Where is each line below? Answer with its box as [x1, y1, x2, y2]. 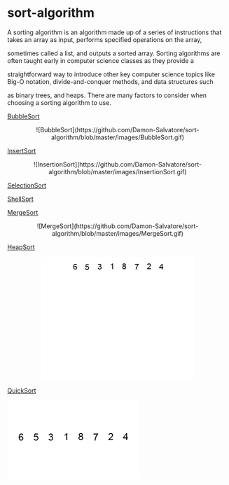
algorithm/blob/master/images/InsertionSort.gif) [48, 167, 187, 176]
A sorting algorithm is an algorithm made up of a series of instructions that [7, 28, 222, 36]
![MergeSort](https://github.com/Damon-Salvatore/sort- [36, 222, 199, 230]
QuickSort [7, 386, 36, 395]
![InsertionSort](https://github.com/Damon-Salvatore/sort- [34, 160, 202, 169]
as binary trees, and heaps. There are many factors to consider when [7, 91, 207, 99]
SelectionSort [7, 181, 47, 190]
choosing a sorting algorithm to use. [7, 98, 112, 106]
